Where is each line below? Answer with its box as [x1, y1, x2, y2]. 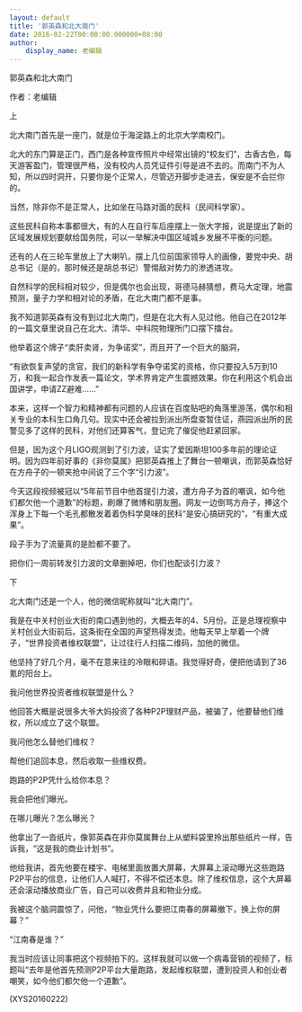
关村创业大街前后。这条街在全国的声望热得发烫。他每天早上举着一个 [9, 626, 262, 637]
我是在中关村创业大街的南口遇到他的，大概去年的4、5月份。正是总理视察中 [9, 615, 288, 626]
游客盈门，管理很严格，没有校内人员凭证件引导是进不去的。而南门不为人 [16, 160, 285, 171]
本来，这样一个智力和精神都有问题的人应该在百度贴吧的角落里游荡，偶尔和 [9, 403, 285, 413]
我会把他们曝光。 [9, 794, 73, 804]
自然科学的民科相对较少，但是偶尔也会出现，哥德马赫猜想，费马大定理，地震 [9, 281, 293, 292]
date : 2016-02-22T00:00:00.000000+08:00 [9, 30, 164, 39]
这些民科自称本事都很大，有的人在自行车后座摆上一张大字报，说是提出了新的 [9, 221, 293, 232]
